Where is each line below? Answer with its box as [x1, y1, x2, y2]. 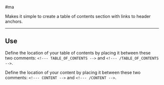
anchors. [5, 19, 23, 24]
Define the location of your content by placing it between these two [5, 70, 141, 75]
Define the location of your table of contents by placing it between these [5, 50, 151, 56]
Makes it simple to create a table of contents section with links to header [5, 14, 151, 19]
